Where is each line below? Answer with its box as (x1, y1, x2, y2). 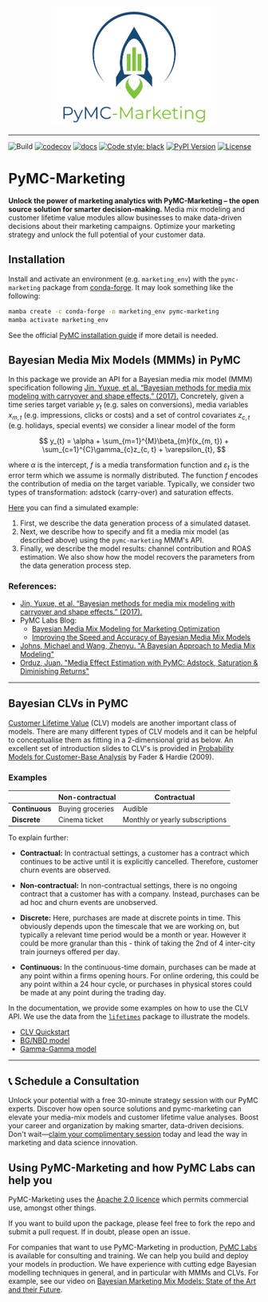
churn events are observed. (19, 865, 112, 875)
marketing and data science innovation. (8, 1138, 138, 1147)
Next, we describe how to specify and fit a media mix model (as (19, 526, 230, 536)
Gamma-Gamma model (19, 1044, 97, 1053)
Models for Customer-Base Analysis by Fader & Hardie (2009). (8, 752, 215, 761)
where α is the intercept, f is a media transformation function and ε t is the (8, 460, 250, 471)
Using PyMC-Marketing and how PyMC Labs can (8, 1161, 256, 1174)
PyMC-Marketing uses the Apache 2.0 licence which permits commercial (8, 1194, 249, 1205)
